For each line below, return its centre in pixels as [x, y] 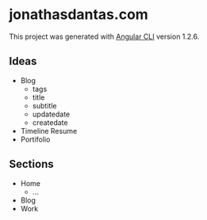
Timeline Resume [49, 131]
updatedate [51, 114]
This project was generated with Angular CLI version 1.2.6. [104, 36]
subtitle [44, 105]
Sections [31, 164]
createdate [50, 122]
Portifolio [35, 139]
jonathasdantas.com [79, 15]
